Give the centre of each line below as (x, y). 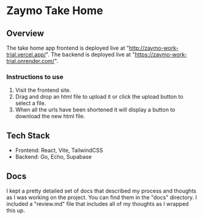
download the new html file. (50, 116)
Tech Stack (28, 135)
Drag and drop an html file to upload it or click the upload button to (99, 97)
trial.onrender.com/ (31, 61)
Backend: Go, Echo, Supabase (53, 157)
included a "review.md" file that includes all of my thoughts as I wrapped (98, 203)
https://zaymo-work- (161, 55)
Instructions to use (35, 77)
